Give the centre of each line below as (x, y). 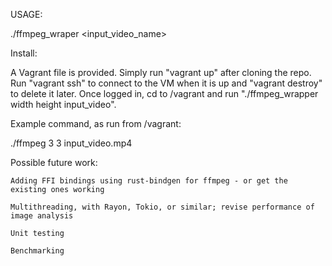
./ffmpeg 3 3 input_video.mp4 (71, 143)
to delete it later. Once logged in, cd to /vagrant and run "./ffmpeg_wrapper (164, 93)
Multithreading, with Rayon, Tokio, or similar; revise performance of (162, 207)
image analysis (42, 216)
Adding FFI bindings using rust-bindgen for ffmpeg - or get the (149, 181)
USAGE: (26, 14)
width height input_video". (63, 104)
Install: (24, 53)
